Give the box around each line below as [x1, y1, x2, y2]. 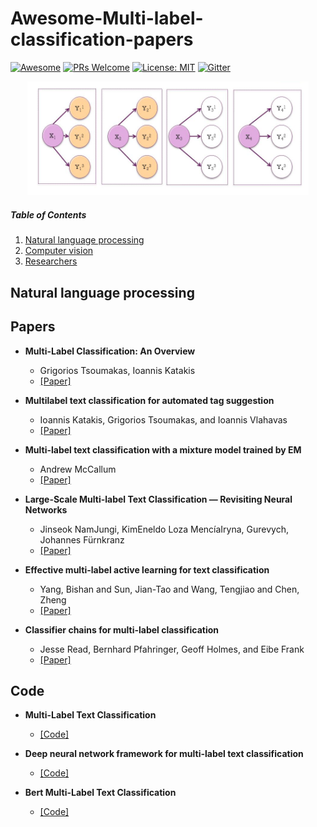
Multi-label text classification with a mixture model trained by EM [24, 443, 302, 456]
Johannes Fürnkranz [39, 533, 125, 546]
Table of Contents [10, 209, 87, 221]
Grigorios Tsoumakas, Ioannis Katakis [39, 364, 196, 376]
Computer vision [24, 245, 94, 257]
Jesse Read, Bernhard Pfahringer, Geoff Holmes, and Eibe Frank [39, 643, 305, 655]
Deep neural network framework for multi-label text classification [24, 748, 304, 760]
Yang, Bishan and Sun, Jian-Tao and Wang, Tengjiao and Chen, [39, 583, 300, 595]
